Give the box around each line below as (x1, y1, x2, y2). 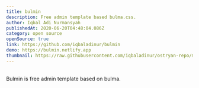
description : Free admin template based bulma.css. (6, 14, 136, 20)
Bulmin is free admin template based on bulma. (6, 75, 121, 82)
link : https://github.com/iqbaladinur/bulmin (6, 42, 120, 48)
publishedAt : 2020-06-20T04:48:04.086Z (6, 25, 105, 31)
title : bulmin (6, 8, 41, 15)
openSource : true (6, 36, 49, 42)
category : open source (6, 31, 62, 37)
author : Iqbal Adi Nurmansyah (6, 19, 81, 25)
